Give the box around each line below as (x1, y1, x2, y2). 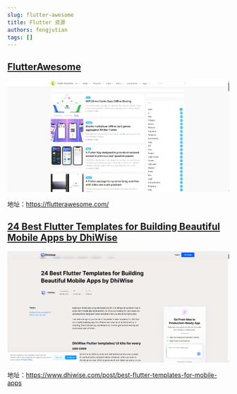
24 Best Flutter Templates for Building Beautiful (7, 221, 221, 233)
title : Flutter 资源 (7, 18, 66, 26)
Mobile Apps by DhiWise (7, 232, 118, 244)
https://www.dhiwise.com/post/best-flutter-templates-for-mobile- (25, 371, 217, 379)
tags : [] (7, 34, 33, 41)
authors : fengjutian (7, 26, 68, 33)
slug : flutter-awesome (7, 11, 74, 18)
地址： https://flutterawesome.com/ (7, 200, 109, 208)
